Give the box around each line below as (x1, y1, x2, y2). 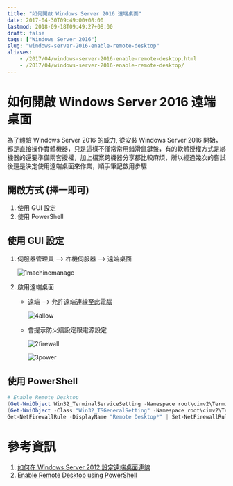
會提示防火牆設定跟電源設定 (27, 326, 107, 334)
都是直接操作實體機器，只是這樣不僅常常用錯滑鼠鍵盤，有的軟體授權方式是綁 (7, 144, 226, 153)
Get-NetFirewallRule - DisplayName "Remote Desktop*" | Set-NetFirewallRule (7, 413, 231, 421)
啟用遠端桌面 (17, 283, 54, 291)
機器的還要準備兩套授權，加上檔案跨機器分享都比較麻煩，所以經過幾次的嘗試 (7, 153, 226, 161)
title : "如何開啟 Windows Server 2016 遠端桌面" (7, 10, 142, 17)
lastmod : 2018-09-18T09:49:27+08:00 (7, 23, 113, 30)
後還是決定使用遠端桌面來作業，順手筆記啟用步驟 (7, 161, 147, 170)
